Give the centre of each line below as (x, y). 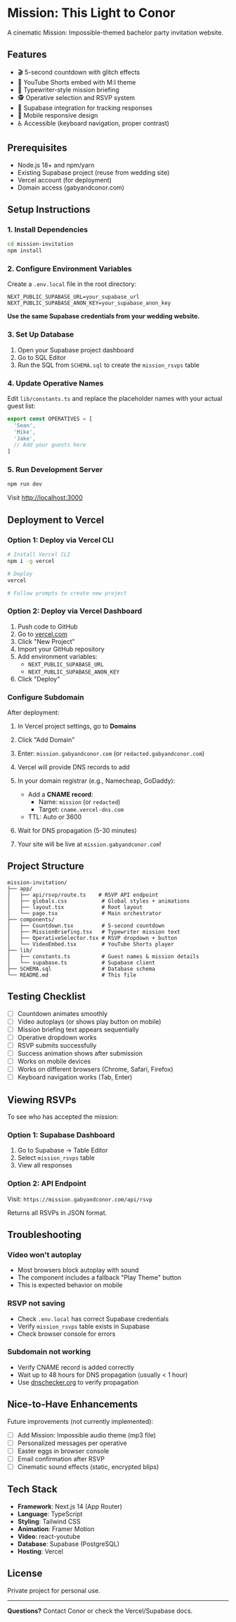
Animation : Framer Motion (56, 1529)
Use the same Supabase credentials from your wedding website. (104, 316)
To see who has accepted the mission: (63, 1116)
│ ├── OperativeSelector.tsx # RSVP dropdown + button (92, 938)
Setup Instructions (49, 209)
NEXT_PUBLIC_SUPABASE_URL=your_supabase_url (73, 297)
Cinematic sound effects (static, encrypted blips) (88, 1466)
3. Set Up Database (41, 335)
